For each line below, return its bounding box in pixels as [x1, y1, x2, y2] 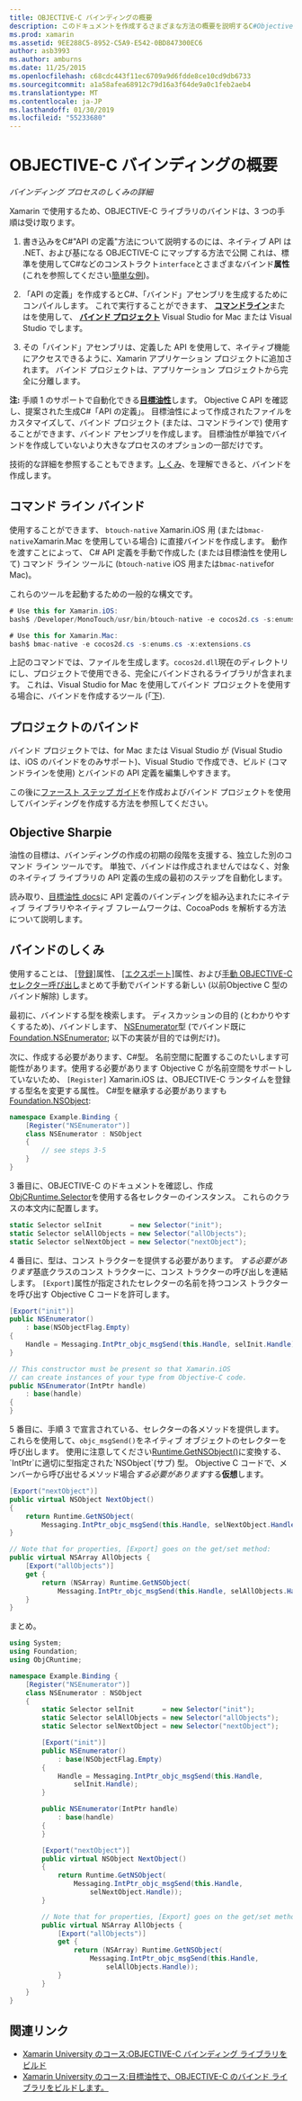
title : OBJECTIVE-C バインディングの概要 [9, 13, 153, 22]
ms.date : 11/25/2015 [9, 64, 87, 73]
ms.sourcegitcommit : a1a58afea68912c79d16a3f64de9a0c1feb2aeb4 [9, 80, 252, 89]
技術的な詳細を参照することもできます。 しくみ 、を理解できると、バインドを [9, 459, 292, 470]
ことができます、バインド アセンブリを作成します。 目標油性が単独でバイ [16, 428, 288, 439]
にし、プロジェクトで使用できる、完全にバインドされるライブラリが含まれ [9, 668, 285, 679]
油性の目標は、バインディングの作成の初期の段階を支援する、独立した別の [9, 849, 285, 860]
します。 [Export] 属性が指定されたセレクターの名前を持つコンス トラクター [9, 1277, 289, 1288]
